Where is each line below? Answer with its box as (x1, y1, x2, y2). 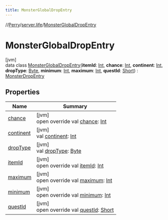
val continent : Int (36, 133, 77, 140)
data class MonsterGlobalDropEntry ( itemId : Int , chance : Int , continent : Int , (5, 62, 163, 68)
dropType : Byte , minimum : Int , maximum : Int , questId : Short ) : (5, 67, 138, 73)
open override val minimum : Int (36, 192, 111, 199)
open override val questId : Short (36, 206, 114, 213)
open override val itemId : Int (36, 162, 104, 169)
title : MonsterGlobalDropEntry (5, 7, 72, 13)
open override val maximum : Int (36, 177, 113, 184)
